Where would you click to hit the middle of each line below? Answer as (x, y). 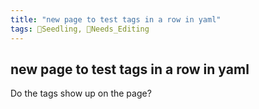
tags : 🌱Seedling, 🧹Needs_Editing (80, 29)
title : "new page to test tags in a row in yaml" (116, 19)
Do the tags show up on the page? (81, 93)
